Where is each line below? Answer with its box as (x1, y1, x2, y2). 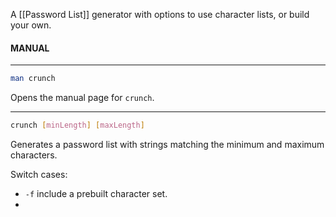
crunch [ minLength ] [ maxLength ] (10, 120, 145, 131)
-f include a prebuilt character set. (24, 187, 168, 199)
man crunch (10, 74, 56, 84)
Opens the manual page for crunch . (10, 92, 155, 104)
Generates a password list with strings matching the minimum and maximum (10, 138, 325, 150)
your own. (10, 19, 52, 31)
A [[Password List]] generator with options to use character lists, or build (10, 9, 310, 20)
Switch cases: (10, 168, 68, 180)
